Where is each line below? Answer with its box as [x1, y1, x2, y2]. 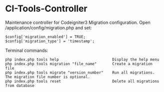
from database [5, 83, 35, 88]
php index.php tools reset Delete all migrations [5, 79, 160, 84]
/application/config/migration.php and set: [5, 24, 92, 30]
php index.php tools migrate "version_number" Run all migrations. [5, 70, 155, 75]
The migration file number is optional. [5, 74, 91, 80]
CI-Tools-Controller [5, 3, 88, 14]
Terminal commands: [5, 47, 48, 53]
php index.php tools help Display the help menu [5, 57, 160, 62]
